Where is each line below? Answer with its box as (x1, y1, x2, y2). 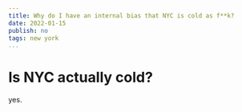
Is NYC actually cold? (8, 69, 154, 86)
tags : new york (8, 34, 59, 42)
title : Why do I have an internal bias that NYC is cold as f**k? (8, 11, 235, 20)
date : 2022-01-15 (8, 19, 67, 27)
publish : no (8, 26, 48, 34)
